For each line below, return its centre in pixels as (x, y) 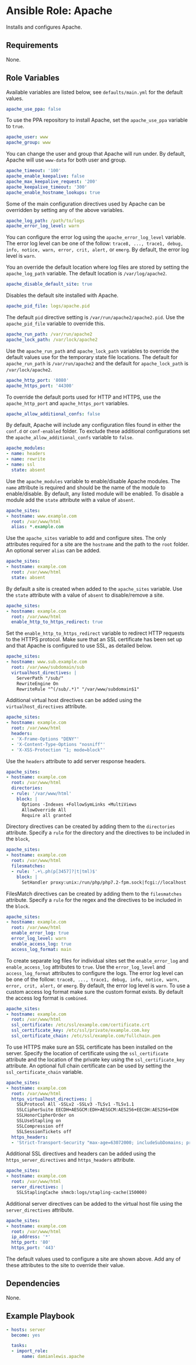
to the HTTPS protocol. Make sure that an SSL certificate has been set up (94, 639)
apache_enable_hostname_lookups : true (53, 192)
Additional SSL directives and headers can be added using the (81, 1154)
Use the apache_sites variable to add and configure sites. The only (86, 538)
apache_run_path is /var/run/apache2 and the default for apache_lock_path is (97, 363)
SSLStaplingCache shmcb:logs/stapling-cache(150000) (82, 1192)
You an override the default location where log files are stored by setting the (97, 267)
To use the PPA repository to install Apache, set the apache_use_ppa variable (97, 120)
